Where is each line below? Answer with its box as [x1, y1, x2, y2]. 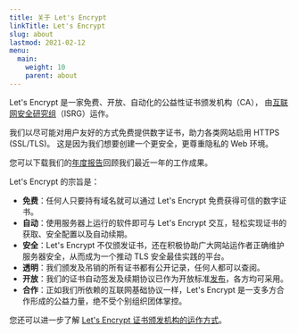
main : [17, 54, 38, 63]
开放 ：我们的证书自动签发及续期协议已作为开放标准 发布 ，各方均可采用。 [21, 273, 288, 284]
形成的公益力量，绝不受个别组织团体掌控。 [29, 296, 187, 306]
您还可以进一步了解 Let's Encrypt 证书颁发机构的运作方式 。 [9, 314, 228, 325]
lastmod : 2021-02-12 [9, 38, 87, 47]
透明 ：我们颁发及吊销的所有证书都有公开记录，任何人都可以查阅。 [21, 262, 265, 272]
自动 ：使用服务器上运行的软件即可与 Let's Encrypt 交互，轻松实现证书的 [21, 217, 287, 228]
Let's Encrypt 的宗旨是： [9, 176, 100, 187]
